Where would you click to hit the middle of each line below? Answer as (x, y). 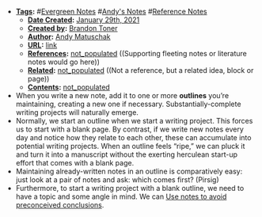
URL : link (42, 45)
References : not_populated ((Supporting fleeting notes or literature (137, 53)
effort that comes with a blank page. (75, 163)
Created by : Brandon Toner (72, 28)
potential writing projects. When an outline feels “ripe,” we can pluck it (130, 146)
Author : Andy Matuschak (69, 36)
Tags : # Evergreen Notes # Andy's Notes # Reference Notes (111, 11)
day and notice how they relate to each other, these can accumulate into (133, 137)
